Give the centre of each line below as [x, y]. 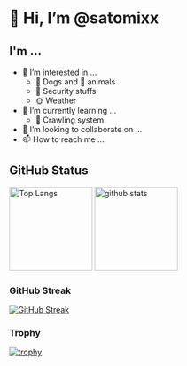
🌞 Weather [56, 100]
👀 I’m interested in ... [59, 72]
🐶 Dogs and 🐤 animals [75, 82]
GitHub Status [49, 171]
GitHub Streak [40, 290]
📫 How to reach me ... [63, 139]
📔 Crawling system [70, 120]
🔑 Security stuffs [66, 91]
